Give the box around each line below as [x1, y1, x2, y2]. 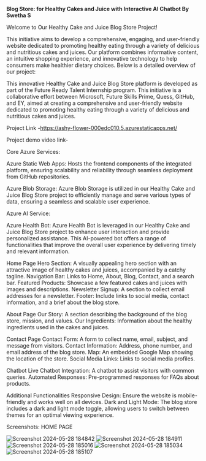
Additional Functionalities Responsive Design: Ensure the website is [6, 392, 177, 399]
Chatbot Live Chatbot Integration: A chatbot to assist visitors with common [6, 367, 195, 374]
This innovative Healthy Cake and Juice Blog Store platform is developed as [6, 80, 198, 87]
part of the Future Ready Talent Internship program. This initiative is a [6, 86, 181, 94]
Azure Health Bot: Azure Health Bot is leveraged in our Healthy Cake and [6, 222, 190, 229]
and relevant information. [6, 248, 70, 255]
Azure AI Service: [6, 210, 51, 217]
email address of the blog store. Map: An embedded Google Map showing [6, 349, 193, 356]
